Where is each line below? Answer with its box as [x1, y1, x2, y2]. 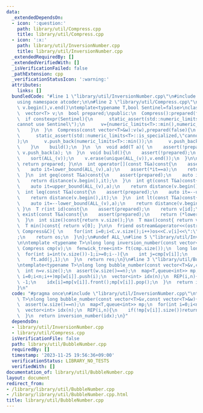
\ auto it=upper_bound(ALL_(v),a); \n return [17, 183, 147, 190]
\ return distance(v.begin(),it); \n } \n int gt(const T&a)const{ [17, 178, 199, 184]
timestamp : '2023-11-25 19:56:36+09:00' [11, 352, 115, 358]
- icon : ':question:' [11, 20, 66, 26]
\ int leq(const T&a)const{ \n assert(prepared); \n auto [17, 189, 180, 195]
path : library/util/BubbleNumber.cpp [11, 341, 107, 347]
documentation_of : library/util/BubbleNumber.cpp [6, 369, 134, 375]
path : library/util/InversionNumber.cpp [17, 43, 120, 49]
